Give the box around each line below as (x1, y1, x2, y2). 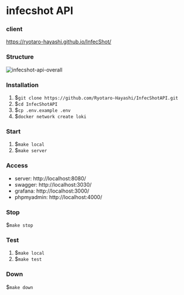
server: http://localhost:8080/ (14, 174, 86, 182)
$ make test (14, 256, 42, 263)
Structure (6, 53, 34, 61)
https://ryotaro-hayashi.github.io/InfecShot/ (6, 38, 111, 45)
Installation (6, 81, 39, 89)
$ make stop (6, 221, 33, 228)
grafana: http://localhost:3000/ (14, 187, 90, 194)
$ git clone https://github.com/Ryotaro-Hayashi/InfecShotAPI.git (14, 94, 179, 101)
